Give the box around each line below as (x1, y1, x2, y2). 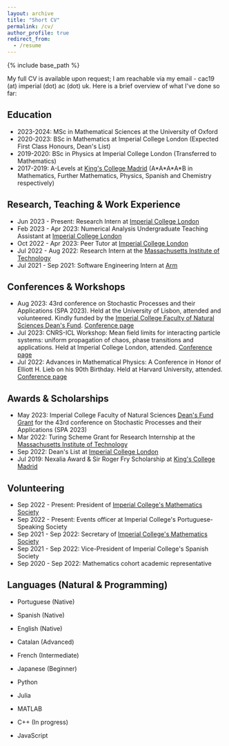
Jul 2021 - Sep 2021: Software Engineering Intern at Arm (17, 261, 178, 269)
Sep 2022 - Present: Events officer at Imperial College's (17, 516, 176, 524)
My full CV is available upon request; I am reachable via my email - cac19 (7, 75, 215, 83)
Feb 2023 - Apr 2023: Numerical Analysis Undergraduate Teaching (17, 224, 208, 233)
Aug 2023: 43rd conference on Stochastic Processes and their (17, 300, 196, 308)
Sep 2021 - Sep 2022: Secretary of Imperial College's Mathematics (17, 530, 208, 538)
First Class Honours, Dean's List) (17, 142, 111, 150)
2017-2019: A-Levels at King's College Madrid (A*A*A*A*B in (17, 164, 193, 173)
